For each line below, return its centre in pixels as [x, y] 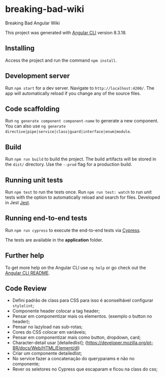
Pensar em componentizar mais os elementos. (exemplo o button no [82, 316]
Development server [38, 76]
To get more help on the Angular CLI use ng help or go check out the [76, 267]
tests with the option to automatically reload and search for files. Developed [83, 197]
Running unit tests [34, 180]
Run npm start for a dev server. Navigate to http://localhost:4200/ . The [80, 88]
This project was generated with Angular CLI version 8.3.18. [66, 32]
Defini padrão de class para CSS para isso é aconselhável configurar [83, 300]
